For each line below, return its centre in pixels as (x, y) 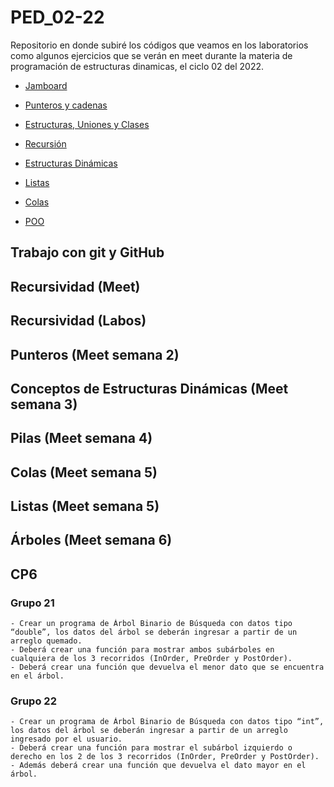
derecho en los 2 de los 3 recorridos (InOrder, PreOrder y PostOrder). (165, 757)
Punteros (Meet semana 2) (95, 354)
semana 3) (44, 404)
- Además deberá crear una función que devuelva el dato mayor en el (158, 766)
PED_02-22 (57, 17)
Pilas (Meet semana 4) (81, 438)
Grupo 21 (32, 603)
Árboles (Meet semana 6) (91, 540)
